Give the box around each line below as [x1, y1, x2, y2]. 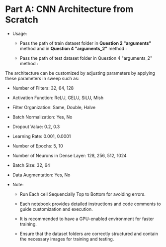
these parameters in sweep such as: [5, 75, 80, 81]
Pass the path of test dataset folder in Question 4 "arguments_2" [19, 55, 153, 61]
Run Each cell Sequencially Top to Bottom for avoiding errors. [19, 191, 146, 197]
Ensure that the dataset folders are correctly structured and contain [19, 231, 158, 237]
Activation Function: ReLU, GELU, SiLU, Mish [12, 95, 104, 101]
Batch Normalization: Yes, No [12, 114, 73, 120]
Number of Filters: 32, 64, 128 [12, 85, 74, 91]
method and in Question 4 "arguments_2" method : [19, 45, 127, 51]
